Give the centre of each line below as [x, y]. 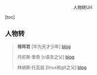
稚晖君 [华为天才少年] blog [44, 46]
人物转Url [83, 7]
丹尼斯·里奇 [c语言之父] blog [46, 57]
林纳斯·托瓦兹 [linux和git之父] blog [52, 67]
